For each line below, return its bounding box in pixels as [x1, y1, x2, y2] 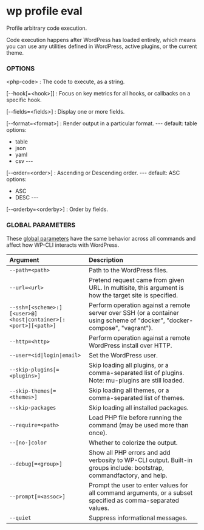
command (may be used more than [89, 421, 189, 429]
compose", [89, 323, 120, 332]
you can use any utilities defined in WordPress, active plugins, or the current [6, 43, 197, 50]
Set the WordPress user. [89, 351, 158, 359]
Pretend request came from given [89, 275, 185, 284]
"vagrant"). [121, 323, 153, 332]
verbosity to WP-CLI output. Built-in [89, 456, 193, 464]
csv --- [15, 157, 33, 165]
